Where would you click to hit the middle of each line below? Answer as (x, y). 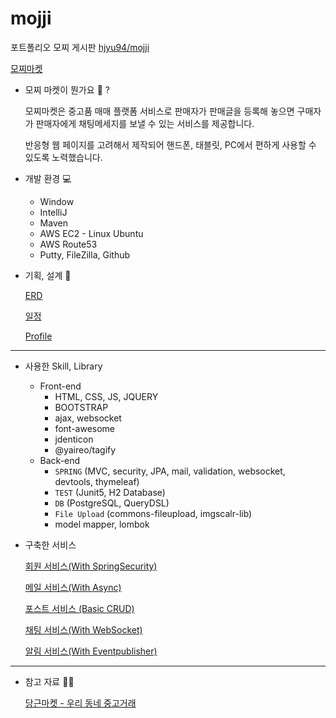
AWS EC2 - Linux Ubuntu (91, 233)
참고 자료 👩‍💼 (49, 681)
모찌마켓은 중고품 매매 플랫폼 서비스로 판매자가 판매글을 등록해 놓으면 (159, 111)
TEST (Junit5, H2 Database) (110, 492)
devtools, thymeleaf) (97, 481)
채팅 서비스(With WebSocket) (83, 629)
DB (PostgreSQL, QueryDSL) (112, 503)
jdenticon (74, 439)
